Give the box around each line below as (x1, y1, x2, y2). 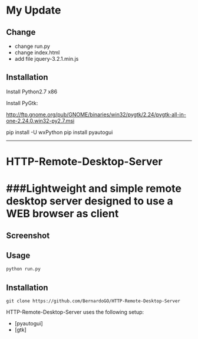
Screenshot (6, 230, 50, 240)
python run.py (6, 266, 41, 272)
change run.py (14, 43, 50, 50)
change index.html (14, 49, 60, 56)
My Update (6, 4, 61, 17)
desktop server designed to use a (6, 194, 174, 208)
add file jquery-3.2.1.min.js (14, 56, 79, 62)
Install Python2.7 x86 (6, 88, 58, 95)
